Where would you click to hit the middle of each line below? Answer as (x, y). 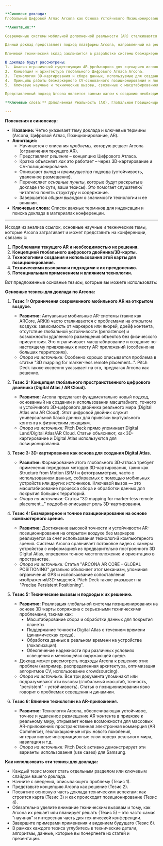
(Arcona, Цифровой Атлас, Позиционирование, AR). (65, 135)
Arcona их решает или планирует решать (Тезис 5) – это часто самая (84, 813)
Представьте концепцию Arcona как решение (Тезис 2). (70, 787)
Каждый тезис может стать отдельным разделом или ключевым (79, 771)
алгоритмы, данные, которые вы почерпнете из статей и (71, 833)
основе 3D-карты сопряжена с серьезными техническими (80, 609)
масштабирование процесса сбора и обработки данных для (82, 488)
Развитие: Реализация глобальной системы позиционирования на (89, 604)
